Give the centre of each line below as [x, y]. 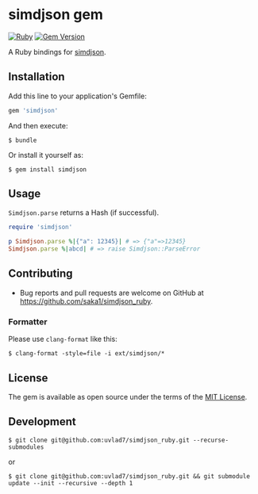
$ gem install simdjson [48, 169]
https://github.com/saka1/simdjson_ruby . [86, 301]
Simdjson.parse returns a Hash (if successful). [84, 213]
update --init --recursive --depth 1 [71, 483]
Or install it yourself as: [46, 155]
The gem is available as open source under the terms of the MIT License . [128, 396]
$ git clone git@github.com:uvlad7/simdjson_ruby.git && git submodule [129, 476]
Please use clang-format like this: [63, 339]
